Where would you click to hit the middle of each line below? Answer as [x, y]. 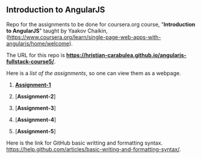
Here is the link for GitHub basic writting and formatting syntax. [85, 143]
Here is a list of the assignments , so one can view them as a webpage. [94, 73]
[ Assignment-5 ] [35, 131]
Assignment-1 [33, 85]
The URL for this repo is [36, 55]
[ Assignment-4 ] [36, 119]
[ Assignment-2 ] [35, 96]
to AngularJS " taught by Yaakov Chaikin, [57, 31]
